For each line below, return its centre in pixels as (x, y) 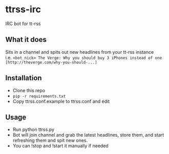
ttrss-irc (23, 9)
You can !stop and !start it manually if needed (60, 146)
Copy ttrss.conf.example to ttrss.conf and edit (61, 101)
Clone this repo (29, 90)
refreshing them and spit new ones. (50, 140)
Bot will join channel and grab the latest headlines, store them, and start (88, 135)
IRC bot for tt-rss (23, 24)
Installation (24, 78)
